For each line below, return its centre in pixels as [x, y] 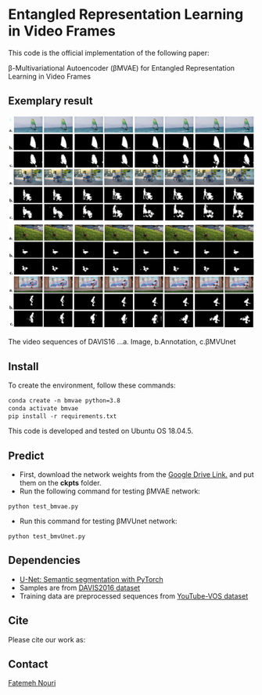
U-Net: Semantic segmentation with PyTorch [91, 579]
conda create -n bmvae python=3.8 [65, 401]
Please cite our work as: [47, 639]
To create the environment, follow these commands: [92, 385]
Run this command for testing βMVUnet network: [98, 521]
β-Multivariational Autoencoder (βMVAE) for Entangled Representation [122, 67]
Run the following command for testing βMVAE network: [110, 491]
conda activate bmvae [43, 409]
